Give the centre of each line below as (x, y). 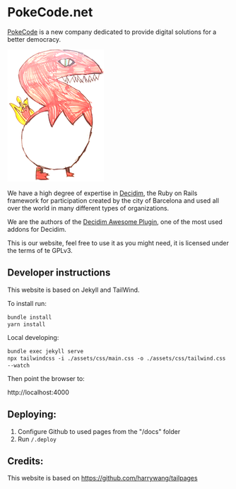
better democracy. (34, 39)
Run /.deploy (37, 439)
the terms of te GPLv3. (40, 250)
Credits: (25, 461)
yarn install (26, 324)
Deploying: (32, 414)
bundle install (30, 317)
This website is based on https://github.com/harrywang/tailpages (102, 478)
